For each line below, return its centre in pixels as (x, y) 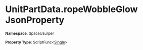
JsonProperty (35, 20)
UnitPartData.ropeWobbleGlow (71, 9)
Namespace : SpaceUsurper (30, 33)
